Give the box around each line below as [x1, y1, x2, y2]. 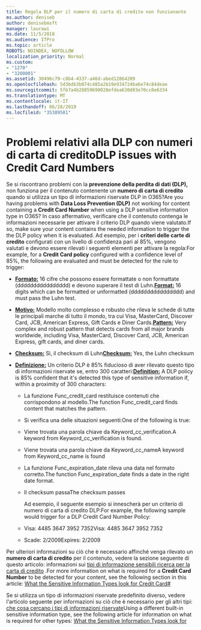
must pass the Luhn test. [14, 295, 76, 302]
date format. [23, 477, 55, 485]
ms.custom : [6, 59, 34, 65]
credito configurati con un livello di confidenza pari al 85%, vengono [6, 238, 176, 245]
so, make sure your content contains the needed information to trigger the [6, 225, 190, 233]
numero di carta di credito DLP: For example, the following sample [23, 507, 186, 514]
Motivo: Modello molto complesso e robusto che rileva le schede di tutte [14, 306, 195, 313]
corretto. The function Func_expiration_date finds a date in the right [23, 471, 190, 478]
